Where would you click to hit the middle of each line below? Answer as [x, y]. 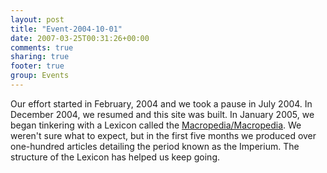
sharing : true [40, 57]
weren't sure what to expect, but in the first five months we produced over [163, 135]
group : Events [40, 76]
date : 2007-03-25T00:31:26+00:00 [80, 38]
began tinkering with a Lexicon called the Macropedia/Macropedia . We [156, 125]
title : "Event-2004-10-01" [66, 29]
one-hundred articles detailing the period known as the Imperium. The [155, 146]
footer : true [37, 66]
